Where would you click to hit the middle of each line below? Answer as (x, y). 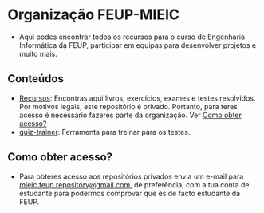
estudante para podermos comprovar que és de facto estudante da (130, 193)
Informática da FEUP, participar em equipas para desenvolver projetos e (138, 45)
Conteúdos (36, 79)
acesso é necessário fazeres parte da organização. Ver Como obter (130, 115)
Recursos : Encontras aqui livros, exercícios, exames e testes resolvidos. (137, 98)
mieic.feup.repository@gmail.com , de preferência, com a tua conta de (134, 184)
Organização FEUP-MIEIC (94, 15)
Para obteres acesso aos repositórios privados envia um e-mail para (131, 176)
